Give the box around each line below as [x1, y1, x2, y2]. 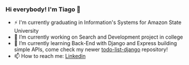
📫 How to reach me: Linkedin [13, 53, 86, 60]
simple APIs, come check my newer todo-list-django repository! [13, 46, 168, 53]
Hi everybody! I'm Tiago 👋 [5, 5, 81, 13]
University [13, 28, 39, 35]
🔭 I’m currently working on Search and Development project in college [13, 33, 183, 40]
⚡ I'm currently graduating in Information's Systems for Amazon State [13, 19, 182, 26]
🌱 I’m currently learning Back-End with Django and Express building [13, 40, 177, 47]
